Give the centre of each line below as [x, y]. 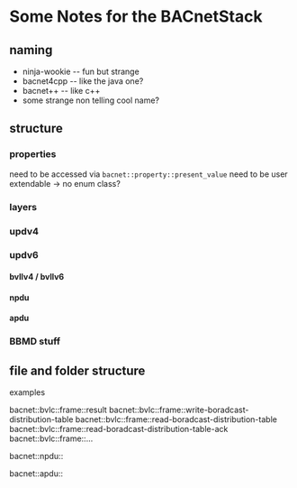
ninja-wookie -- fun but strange [81, 71]
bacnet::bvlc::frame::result [58, 410]
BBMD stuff [35, 342]
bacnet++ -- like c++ [61, 91]
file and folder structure [77, 370]
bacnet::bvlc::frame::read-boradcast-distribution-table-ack [119, 428]
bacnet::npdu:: [36, 456]
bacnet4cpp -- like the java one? [83, 81]
